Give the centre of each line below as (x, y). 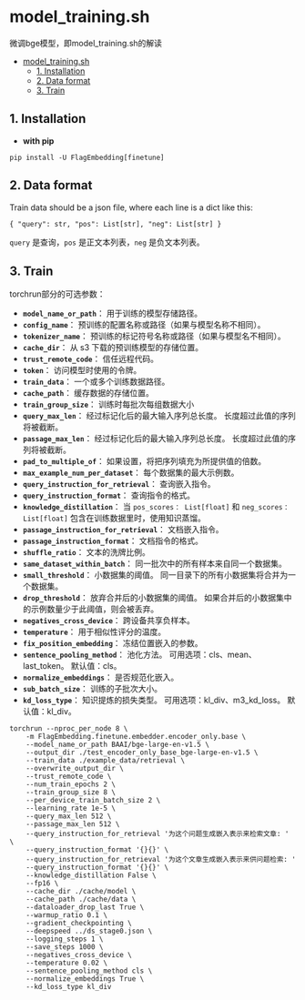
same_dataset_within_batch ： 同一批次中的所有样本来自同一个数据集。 (154, 564)
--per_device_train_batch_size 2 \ (93, 801)
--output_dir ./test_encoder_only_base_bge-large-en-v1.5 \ (142, 753)
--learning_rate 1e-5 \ (71, 808)
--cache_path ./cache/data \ (81, 899)
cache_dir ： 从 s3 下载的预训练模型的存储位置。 (113, 348)
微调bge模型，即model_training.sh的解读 (86, 43)
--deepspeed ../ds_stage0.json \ (89, 931)
